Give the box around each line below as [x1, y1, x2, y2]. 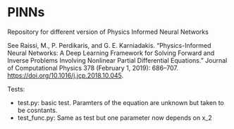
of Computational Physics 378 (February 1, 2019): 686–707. [7, 63, 178, 72]
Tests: [7, 85, 25, 93]
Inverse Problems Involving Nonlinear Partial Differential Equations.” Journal [7, 56, 228, 64]
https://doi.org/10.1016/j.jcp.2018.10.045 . [7, 71, 124, 80]
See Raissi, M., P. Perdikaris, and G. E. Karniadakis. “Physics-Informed [7, 41, 211, 49]
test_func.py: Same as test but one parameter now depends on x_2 [17, 113, 213, 122]
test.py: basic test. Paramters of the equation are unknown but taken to [17, 98, 224, 106]
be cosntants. [17, 106, 58, 114]
